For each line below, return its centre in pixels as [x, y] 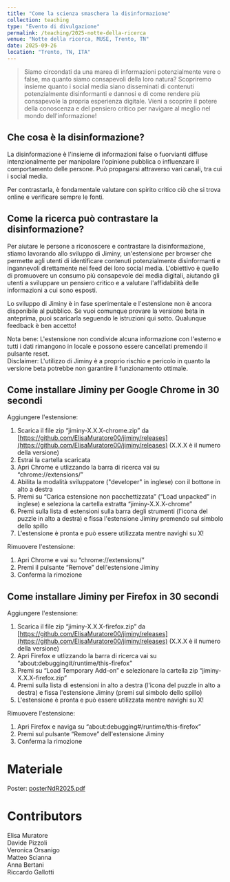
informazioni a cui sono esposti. [52, 290]
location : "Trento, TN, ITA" [49, 52]
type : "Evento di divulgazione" [53, 26]
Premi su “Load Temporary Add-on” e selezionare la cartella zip [107, 671]
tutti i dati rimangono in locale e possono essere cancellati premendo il [107, 346]
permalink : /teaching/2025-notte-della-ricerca [77, 33]
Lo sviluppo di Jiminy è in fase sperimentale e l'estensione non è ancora [109, 303]
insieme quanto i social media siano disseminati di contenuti [109, 86]
